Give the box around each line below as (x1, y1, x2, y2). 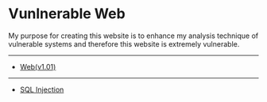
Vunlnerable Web (8, 5, 126, 23)
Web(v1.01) (19, 62, 56, 71)
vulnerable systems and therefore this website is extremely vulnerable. (8, 39, 240, 48)
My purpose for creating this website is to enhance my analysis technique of (8, 31, 259, 40)
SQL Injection (19, 85, 64, 94)
